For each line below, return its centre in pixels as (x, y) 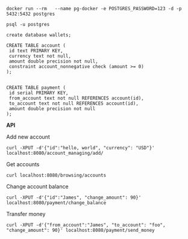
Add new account (28, 137)
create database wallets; (39, 35)
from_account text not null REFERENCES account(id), (77, 98)
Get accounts (23, 164)
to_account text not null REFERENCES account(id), (74, 104)
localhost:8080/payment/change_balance (56, 203)
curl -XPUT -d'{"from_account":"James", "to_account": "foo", (86, 225)
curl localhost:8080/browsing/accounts (56, 175)
